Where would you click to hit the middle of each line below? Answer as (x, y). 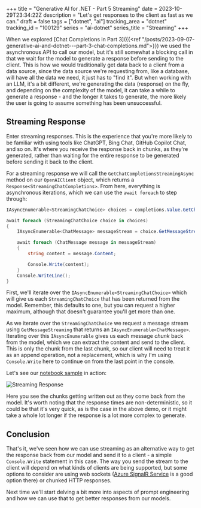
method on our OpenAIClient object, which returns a (70, 180)
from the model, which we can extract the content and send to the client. (96, 342)
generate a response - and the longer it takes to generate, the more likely (96, 96)
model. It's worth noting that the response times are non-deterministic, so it (99, 403)
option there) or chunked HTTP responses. (59, 480)
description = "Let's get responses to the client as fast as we (118, 15)
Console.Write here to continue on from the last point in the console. (90, 361)
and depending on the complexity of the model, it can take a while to (91, 90)
